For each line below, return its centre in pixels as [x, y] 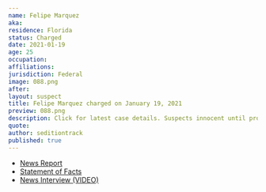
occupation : [28, 60]
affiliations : [32, 67]
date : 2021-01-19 [37, 45]
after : [19, 89]
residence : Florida [40, 30]
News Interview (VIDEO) [59, 179]
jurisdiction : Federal [46, 74]
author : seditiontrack [46, 133]
